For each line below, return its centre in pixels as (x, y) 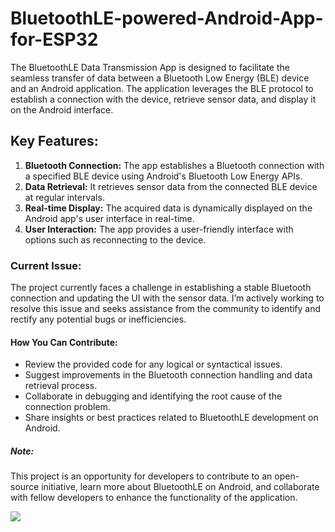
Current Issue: (46, 265)
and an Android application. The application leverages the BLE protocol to (162, 88)
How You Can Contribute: (64, 342)
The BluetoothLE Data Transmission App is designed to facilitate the (150, 67)
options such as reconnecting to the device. (115, 239)
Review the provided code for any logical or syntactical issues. (153, 364)
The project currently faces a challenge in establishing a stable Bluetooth (161, 288)
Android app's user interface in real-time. (109, 218)
